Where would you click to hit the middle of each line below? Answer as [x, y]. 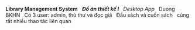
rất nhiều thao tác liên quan [38, 21]
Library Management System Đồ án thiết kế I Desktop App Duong [90, 9]
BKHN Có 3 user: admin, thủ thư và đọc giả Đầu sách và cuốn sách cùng [97, 15]
